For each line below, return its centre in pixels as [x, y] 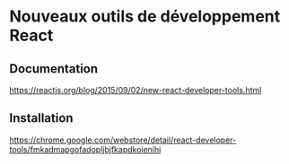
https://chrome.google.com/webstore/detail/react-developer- [123, 140]
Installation [41, 118]
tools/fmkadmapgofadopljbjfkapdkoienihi [85, 149]
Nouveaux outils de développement [145, 17]
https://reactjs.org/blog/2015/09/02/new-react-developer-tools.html [136, 90]
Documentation [54, 69]
